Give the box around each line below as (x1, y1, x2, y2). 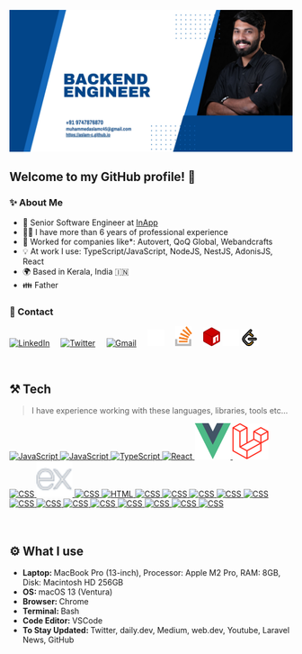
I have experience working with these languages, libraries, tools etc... (31, 405, 289, 416)
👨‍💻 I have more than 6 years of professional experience (22, 226, 229, 237)
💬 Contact (9, 305, 54, 318)
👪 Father (22, 279, 58, 290)
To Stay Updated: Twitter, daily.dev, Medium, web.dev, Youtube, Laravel (22, 625, 290, 635)
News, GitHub (22, 634, 75, 645)
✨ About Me (9, 196, 63, 209)
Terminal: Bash (22, 605, 80, 616)
